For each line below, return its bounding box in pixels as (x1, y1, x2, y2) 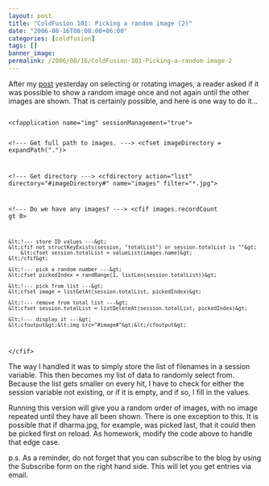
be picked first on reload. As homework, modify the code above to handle (8, 429, 253, 438)
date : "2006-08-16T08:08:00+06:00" (8, 27, 128, 35)
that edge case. (8, 438, 60, 446)
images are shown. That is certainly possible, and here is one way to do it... (8, 96, 259, 106)
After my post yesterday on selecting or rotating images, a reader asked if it (8, 78, 259, 89)
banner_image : (8, 49, 56, 57)
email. (8, 470, 29, 480)
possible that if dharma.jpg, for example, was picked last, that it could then (8, 421, 256, 429)
